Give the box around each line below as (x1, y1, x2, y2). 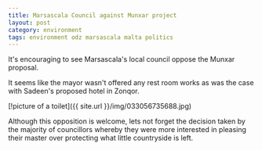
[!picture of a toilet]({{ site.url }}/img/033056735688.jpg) (8, 102, 192, 111)
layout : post (8, 19, 51, 27)
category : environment (8, 26, 82, 34)
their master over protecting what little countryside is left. (8, 134, 194, 143)
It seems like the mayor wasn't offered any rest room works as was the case (8, 78, 254, 87)
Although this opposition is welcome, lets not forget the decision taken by (8, 116, 246, 126)
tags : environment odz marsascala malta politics (8, 33, 174, 41)
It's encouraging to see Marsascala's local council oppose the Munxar (8, 55, 235, 64)
